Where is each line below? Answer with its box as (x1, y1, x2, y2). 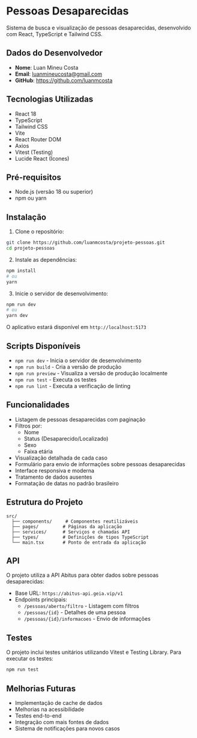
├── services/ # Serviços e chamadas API (11, 529, 130, 535)
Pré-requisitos (6, 172, 62, 182)
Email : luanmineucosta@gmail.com (14, 70, 102, 78)
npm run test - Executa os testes (14, 376, 97, 383)
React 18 (14, 110, 37, 117)
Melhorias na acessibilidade (14, 706, 84, 713)
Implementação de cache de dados (14, 699, 103, 706)
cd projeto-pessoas (6, 245, 55, 251)
